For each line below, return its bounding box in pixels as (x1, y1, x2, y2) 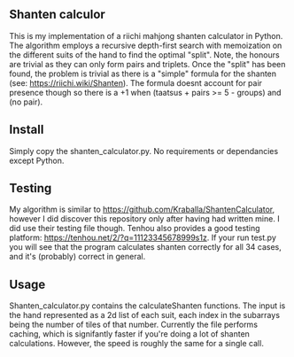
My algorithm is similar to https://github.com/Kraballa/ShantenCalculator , (9, 204, 275, 215)
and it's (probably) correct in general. (9, 252, 146, 262)
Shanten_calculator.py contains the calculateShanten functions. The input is (9, 300, 286, 311)
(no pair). (9, 97, 43, 107)
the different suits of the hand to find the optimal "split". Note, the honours (9, 49, 281, 60)
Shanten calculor (9, 7, 106, 22)
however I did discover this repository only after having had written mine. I (9, 213, 281, 224)
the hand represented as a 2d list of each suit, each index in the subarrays (9, 310, 281, 321)
